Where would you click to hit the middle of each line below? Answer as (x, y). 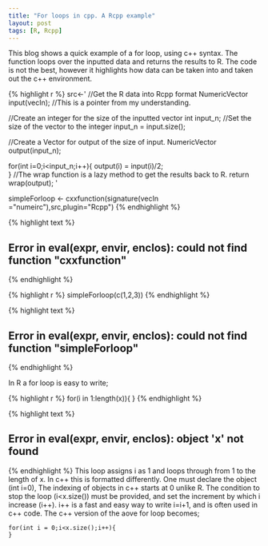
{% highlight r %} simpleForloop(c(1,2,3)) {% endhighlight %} (109, 295)
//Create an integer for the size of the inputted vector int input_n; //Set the (130, 118)
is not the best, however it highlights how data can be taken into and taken (131, 70)
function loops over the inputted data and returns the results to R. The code (133, 62)
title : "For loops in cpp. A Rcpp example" (82, 16)
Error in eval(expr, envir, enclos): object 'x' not (126, 439)
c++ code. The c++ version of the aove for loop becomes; (104, 513)
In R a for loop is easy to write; (58, 383)
